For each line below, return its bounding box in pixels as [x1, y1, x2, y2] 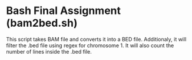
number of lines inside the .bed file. [6, 48, 92, 55]
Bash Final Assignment [6, 4, 121, 17]
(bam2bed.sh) [6, 16, 78, 30]
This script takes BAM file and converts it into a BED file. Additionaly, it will [6, 36, 187, 43]
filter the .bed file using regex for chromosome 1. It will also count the [6, 42, 174, 49]
